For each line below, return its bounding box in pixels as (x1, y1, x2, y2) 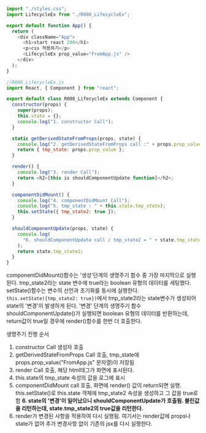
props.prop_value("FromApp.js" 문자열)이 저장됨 (15, 359, 135, 366)
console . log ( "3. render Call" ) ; (17, 169, 100, 175)
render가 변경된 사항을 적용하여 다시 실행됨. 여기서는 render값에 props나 (15, 412, 191, 420)
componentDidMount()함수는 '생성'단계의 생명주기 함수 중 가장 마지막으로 (6, 271, 185, 279)
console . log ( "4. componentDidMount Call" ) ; (17, 197, 131, 203)
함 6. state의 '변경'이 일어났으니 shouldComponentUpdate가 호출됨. (15, 397, 184, 404)
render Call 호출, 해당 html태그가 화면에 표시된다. (15, 366, 134, 374)
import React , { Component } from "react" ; (6, 85, 120, 91)
